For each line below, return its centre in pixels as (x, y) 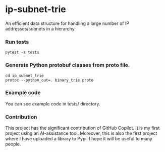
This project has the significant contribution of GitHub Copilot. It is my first (82, 128)
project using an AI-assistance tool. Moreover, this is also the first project (81, 133)
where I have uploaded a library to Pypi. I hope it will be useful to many (79, 139)
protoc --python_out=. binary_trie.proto (49, 80)
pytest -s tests (22, 52)
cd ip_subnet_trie (24, 75)
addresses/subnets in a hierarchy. (40, 28)
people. (13, 144)
